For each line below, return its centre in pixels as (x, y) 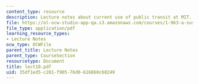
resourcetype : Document (36, 61)
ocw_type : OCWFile (29, 45)
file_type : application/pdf (41, 28)
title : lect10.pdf (29, 67)
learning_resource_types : (38, 34)
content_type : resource (36, 12)
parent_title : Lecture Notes (42, 50)
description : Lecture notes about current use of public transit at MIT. (99, 17)
